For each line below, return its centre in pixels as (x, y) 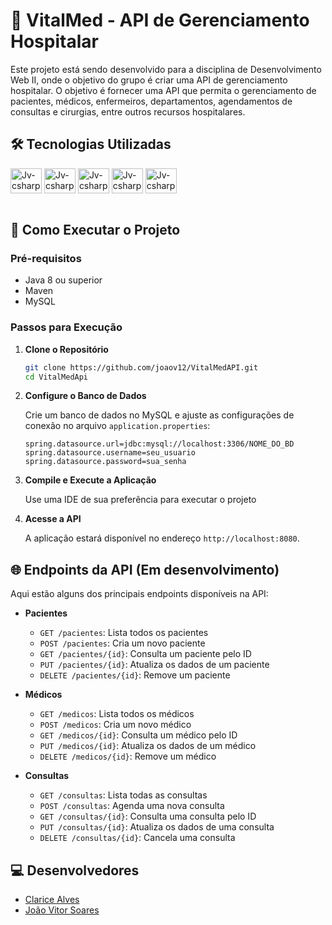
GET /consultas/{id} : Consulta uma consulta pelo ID (148, 816)
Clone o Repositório (66, 349)
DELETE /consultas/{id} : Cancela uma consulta (137, 838)
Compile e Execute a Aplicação (90, 480)
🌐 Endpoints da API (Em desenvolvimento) (145, 569)
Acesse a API (53, 519)
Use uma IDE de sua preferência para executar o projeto (140, 500)
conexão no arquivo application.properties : (117, 426)
